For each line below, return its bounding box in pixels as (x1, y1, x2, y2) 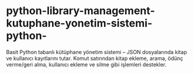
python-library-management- (6, 4, 155, 18)
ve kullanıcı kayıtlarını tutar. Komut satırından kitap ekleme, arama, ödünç (6, 55, 184, 62)
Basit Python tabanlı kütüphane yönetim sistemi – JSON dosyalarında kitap (6, 48, 187, 55)
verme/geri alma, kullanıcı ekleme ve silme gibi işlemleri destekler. (6, 60, 167, 68)
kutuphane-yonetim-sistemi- (6, 16, 152, 30)
